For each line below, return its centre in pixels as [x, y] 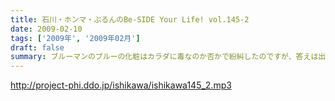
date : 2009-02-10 [46, 29]
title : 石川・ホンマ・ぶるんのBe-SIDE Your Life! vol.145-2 [130, 19]
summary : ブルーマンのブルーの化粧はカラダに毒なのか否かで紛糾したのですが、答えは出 [168, 57]
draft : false [37, 47]
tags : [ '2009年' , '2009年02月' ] [75, 38]
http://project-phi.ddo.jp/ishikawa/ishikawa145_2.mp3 [121, 85]
